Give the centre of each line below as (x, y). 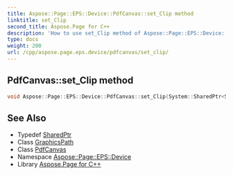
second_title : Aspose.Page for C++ (59, 26)
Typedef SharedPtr (44, 135)
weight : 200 (24, 46)
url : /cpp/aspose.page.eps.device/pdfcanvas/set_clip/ (88, 53)
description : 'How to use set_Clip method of (74, 33)
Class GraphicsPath (45, 142)
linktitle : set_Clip (37, 20)
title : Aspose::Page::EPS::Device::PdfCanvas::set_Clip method (101, 14)
